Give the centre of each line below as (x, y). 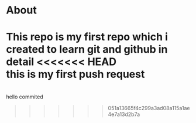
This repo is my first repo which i (87, 37)
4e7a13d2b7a (124, 114)
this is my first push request (75, 74)
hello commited (25, 97)
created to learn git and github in (87, 49)
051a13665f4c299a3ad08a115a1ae (149, 108)
